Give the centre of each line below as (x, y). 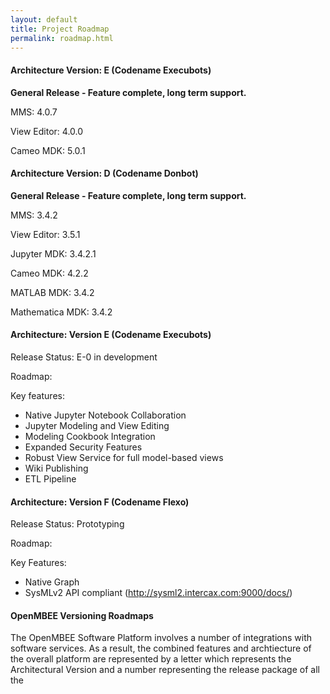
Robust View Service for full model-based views (124, 457)
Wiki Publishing (56, 468)
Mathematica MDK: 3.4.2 (61, 312)
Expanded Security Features (83, 447)
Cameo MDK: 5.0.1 (48, 150)
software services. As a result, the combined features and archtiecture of (161, 648)
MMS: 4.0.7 (34, 112)
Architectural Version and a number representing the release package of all (165, 670)
